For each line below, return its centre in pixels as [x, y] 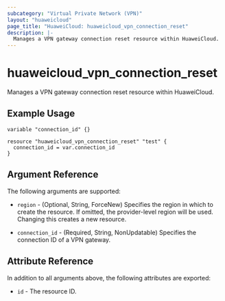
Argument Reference [53, 175]
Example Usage [41, 114]
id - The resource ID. [47, 291]
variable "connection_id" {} [49, 129]
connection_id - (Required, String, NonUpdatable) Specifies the [107, 232]
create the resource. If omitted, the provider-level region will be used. [115, 212]
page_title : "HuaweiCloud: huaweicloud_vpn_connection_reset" [98, 26]
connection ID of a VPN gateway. [64, 239]
